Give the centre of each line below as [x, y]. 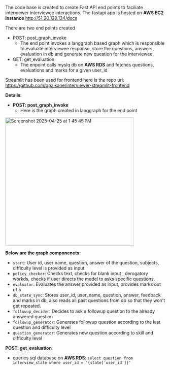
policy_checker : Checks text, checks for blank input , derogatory [80, 273]
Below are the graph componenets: [43, 253]
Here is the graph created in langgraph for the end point [79, 110]
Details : [13, 95]
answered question [33, 316]
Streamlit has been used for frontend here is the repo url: [65, 80]
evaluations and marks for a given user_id [64, 70]
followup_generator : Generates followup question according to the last [87, 322]
